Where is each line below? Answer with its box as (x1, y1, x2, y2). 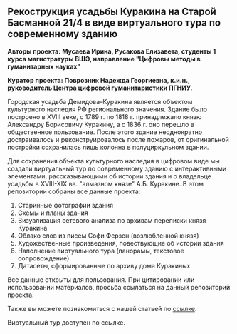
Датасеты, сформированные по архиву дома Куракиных (17, 261, 191, 270)
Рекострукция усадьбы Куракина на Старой (7, 6, 217, 18)
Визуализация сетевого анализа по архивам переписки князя (17, 216, 206, 224)
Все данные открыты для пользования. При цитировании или (7, 275, 195, 284)
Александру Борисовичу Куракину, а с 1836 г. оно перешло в (7, 120, 194, 128)
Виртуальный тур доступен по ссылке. (7, 318, 126, 327)
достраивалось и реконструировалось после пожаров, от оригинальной (7, 135, 230, 143)
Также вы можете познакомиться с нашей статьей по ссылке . (7, 304, 197, 313)
